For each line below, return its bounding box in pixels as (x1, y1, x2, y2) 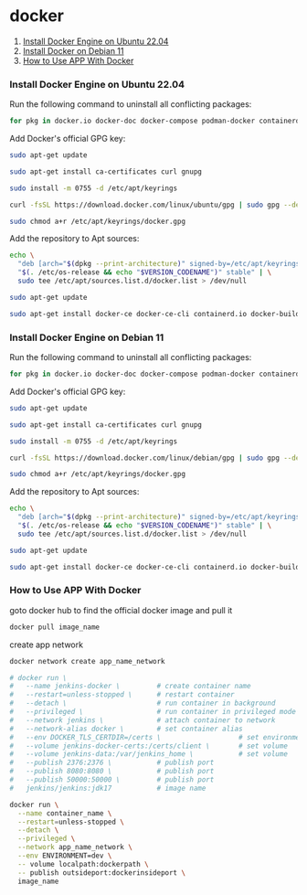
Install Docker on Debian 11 (22, 45, 124, 56)
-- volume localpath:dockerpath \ (17, 859, 149, 868)
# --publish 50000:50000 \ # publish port (9, 775, 215, 784)
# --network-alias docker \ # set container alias (9, 724, 244, 733)
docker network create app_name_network (9, 656, 166, 666)
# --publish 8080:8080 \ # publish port (9, 767, 215, 776)
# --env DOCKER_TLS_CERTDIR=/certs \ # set (9, 732, 259, 741)
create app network (9, 639, 84, 650)
